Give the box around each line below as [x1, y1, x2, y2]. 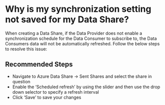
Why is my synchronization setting [5, 3, 152, 15]
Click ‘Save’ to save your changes [12, 94, 82, 100]
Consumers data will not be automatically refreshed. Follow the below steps [5, 40, 160, 46]
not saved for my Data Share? [5, 14, 129, 25]
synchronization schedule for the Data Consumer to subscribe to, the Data [5, 35, 157, 41]
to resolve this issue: [5, 46, 48, 52]
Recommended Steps [5, 60, 73, 69]
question [12, 78, 31, 84]
